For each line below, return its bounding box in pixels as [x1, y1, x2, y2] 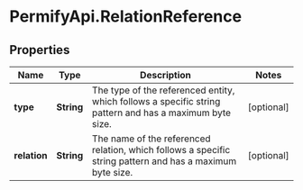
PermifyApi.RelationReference [9, 6, 242, 27]
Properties [9, 42, 70, 58]
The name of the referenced [91, 132, 211, 145]
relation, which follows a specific [91, 144, 231, 156]
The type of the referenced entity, [91, 84, 235, 96]
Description [139, 69, 192, 81]
